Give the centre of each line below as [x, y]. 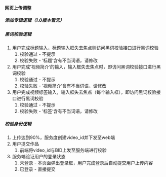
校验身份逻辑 [18, 124]
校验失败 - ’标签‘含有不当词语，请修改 [59, 111]
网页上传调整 [18, 8]
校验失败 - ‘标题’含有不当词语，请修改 [59, 60]
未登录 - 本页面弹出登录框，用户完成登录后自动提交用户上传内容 [86, 163]
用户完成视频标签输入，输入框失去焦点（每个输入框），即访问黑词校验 [84, 92]
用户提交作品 [25, 144]
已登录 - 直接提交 [37, 169]
